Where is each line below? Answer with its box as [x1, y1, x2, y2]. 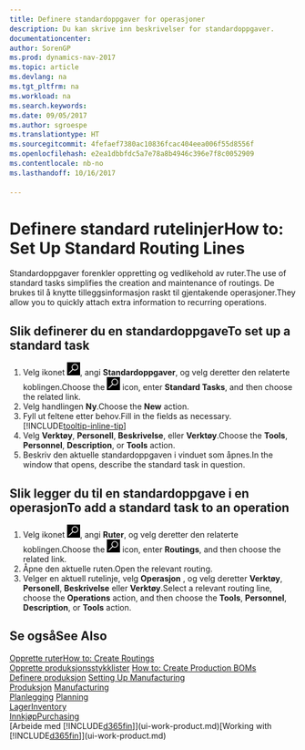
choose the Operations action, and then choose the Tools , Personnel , [22, 592, 287, 603]
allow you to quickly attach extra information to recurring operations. [9, 297, 267, 308]
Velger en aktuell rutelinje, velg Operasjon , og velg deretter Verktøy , [22, 573, 283, 584]
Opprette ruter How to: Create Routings [9, 652, 155, 663]
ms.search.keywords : [9, 101, 88, 110]
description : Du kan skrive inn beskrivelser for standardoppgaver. [9, 24, 275, 34]
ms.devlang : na [9, 73, 67, 82]
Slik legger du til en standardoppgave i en [9, 486, 249, 501]
